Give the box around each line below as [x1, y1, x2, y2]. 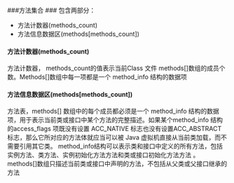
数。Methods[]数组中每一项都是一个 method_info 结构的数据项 [7, 73, 188, 81]
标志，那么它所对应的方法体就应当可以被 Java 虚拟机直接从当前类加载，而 [7, 133, 221, 142]
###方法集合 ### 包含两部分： [7, 6, 96, 14]
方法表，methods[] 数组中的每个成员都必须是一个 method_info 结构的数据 [7, 107, 219, 116]
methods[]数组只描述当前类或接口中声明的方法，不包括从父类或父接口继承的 [7, 160, 228, 168]
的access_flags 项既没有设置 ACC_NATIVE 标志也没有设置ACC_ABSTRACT [7, 125, 222, 133]
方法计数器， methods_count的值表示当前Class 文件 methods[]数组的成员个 [7, 64, 226, 72]
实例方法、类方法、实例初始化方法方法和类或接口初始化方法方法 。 [7, 151, 200, 159]
